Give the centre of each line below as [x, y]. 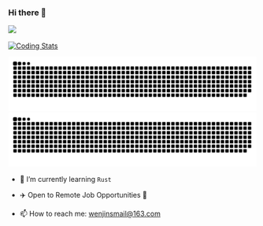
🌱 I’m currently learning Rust [65, 179]
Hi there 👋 [28, 13]
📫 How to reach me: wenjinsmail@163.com [90, 213]
